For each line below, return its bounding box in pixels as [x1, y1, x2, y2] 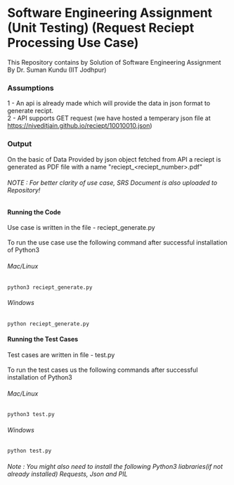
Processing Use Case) [7, 35, 139, 51]
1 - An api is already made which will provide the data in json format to [7, 99, 211, 108]
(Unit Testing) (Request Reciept [7, 20, 195, 36]
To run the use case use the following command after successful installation [7, 238, 228, 247]
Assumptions [7, 83, 54, 93]
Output [7, 139, 32, 149]
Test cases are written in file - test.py [7, 350, 115, 359]
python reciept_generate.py [7, 320, 90, 328]
